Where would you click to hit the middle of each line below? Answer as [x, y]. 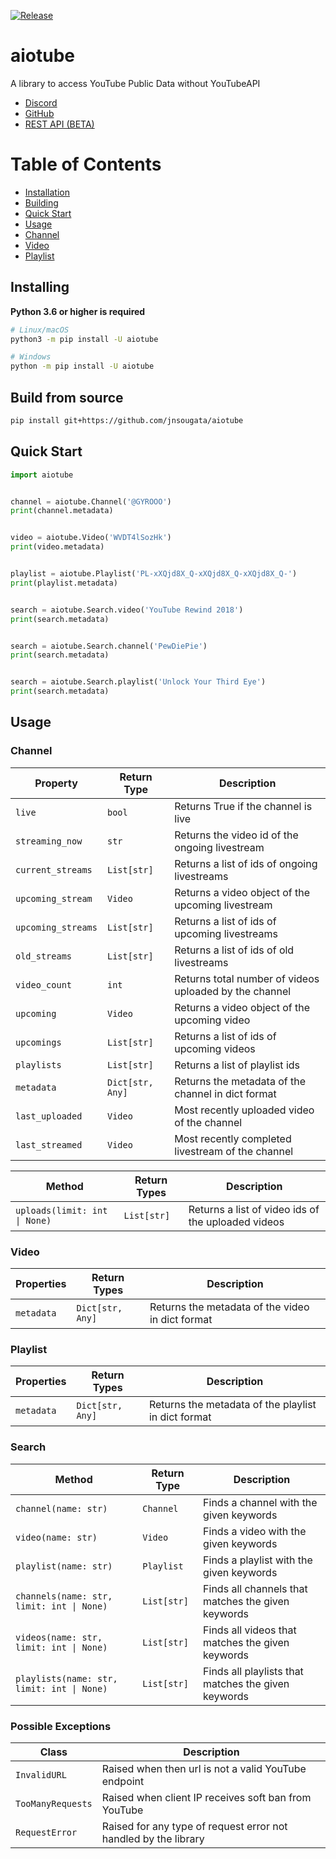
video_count [44, 984]
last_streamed [49, 1144]
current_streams [54, 869]
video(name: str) [56, 1537]
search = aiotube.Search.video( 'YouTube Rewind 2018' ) [127, 610]
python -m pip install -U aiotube [82, 366]
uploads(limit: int [61, 1210]
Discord [41, 102]
